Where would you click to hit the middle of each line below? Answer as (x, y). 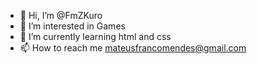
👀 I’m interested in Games (72, 26)
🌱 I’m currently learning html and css (95, 36)
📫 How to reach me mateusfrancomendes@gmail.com (133, 48)
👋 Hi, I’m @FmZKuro (61, 15)
